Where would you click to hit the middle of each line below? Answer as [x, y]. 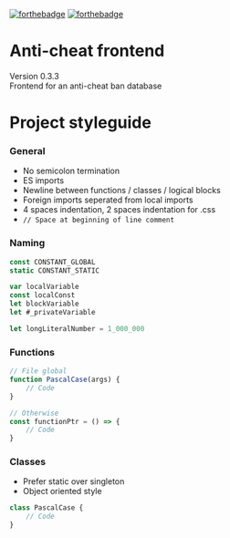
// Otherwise [34, 413]
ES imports [43, 181]
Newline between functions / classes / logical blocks [121, 191]
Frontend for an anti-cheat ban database [86, 86]
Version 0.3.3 [34, 76]
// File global [38, 371]
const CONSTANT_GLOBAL [52, 262]
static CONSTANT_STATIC [55, 270]
